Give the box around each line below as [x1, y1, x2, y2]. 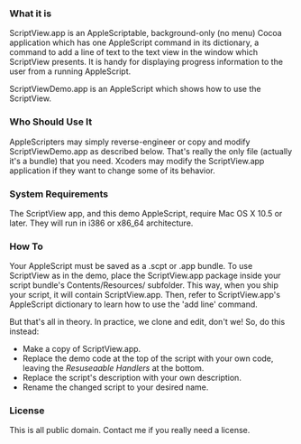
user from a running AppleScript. [9, 66, 132, 77]
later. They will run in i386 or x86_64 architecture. [9, 217, 194, 228]
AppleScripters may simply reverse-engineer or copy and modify [9, 136, 251, 147]
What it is [9, 7, 52, 20]
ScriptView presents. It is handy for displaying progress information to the [9, 57, 284, 68]
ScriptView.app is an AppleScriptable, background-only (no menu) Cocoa [9, 28, 282, 39]
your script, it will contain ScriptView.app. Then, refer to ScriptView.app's [9, 290, 281, 301]
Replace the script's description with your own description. [22, 373, 242, 384]
